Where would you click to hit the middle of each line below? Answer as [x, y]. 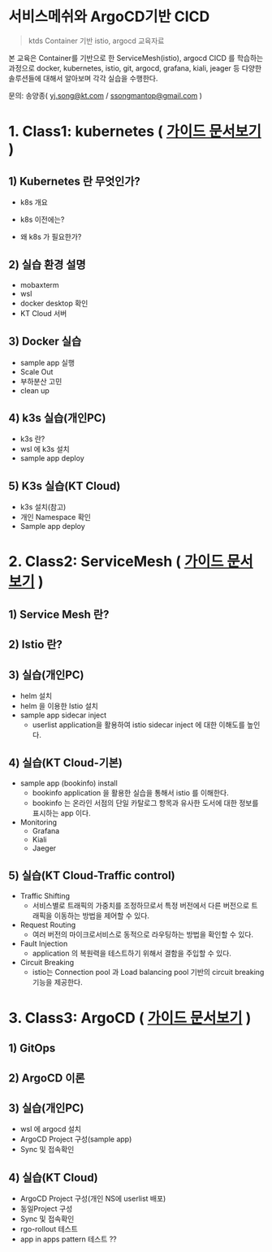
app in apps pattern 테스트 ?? [69, 1239]
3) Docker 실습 [45, 342]
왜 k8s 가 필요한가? [51, 236]
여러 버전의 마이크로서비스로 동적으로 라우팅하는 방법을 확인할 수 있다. [143, 934]
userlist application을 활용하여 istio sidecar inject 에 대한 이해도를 [138, 725]
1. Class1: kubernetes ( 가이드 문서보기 [135, 132]
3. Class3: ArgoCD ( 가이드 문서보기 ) [130, 1018]
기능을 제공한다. [57, 982]
